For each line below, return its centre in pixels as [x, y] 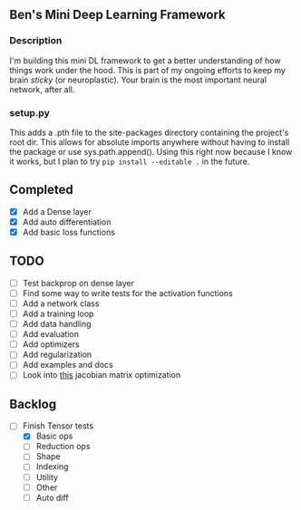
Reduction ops [63, 447]
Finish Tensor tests [58, 426]
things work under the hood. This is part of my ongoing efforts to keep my [147, 70]
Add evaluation [51, 334]
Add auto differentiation [67, 222]
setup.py [29, 112]
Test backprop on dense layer [78, 283]
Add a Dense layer [57, 211]
